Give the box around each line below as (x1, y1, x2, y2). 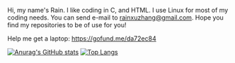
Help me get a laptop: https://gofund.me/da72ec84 (7, 34, 157, 43)
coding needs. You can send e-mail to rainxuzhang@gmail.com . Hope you (7, 13, 224, 22)
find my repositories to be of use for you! (7, 21, 127, 29)
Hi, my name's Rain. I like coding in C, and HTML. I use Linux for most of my (7, 6, 229, 14)
